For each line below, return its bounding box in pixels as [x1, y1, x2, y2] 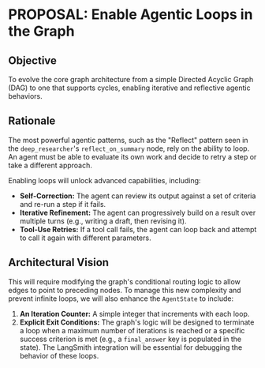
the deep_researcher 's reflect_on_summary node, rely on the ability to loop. [8, 144, 250, 153]
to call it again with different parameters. [19, 233, 151, 242]
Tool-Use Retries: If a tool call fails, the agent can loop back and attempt [19, 224, 257, 234]
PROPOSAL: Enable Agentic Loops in [8, 6, 253, 24]
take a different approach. [8, 160, 93, 170]
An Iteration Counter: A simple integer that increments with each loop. [19, 309, 250, 318]
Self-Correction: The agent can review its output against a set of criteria [19, 191, 256, 201]
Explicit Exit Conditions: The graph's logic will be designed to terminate [19, 317, 255, 327]
